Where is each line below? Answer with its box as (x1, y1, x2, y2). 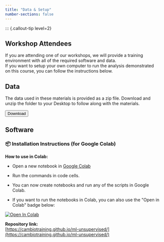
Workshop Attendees (5, 39, 72, 48)
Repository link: (5, 221, 38, 227)
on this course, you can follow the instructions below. (5, 68, 113, 74)
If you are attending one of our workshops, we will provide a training (5, 53, 143, 58)
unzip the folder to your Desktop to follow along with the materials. (5, 101, 140, 107)
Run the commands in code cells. (12, 172, 80, 178)
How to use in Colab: (5, 153, 48, 160)
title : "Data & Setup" (5, 7, 52, 12)
